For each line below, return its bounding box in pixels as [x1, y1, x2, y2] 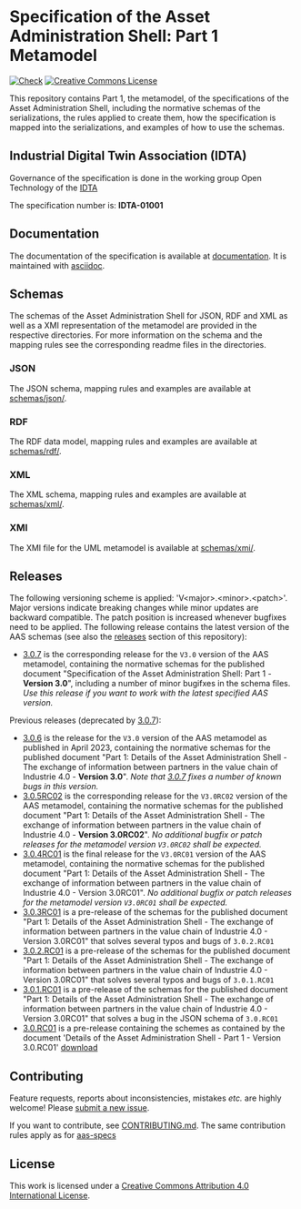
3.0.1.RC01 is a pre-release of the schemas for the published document [22, 984, 288, 995]
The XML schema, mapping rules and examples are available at [9, 489, 247, 500]
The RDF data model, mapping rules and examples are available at [9, 435, 257, 447]
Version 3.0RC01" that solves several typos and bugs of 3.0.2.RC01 [22, 936, 275, 947]
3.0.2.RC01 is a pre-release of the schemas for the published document [22, 945, 291, 957]
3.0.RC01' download [22, 1042, 98, 1053]
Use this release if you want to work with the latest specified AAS [22, 687, 268, 698]
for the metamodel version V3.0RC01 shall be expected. [22, 897, 228, 908]
